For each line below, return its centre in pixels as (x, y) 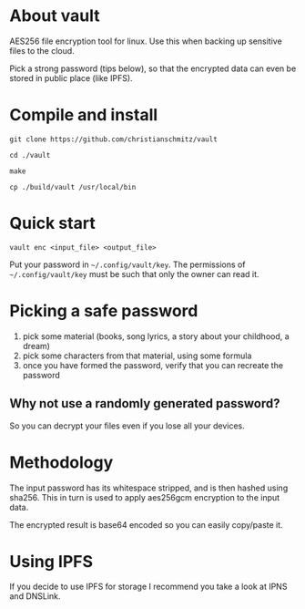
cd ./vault (30, 155)
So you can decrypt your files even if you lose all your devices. (127, 426)
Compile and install (84, 115)
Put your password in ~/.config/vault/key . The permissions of (127, 264)
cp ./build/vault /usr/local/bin (73, 187)
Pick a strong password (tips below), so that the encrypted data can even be (153, 68)
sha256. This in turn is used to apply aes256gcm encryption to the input (145, 497)
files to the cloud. (42, 50)
